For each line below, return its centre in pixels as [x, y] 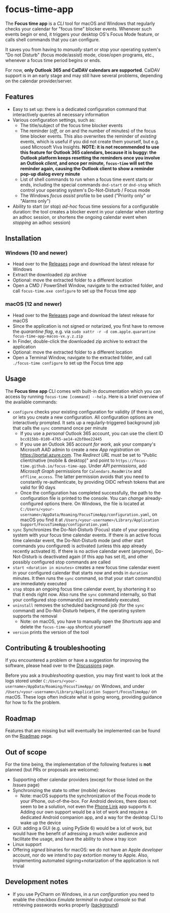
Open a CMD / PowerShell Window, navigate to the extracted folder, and [88, 286]
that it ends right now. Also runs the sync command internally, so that [84, 594]
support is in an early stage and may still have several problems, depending [84, 75]
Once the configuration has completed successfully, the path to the [90, 493]
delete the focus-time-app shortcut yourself [66, 626]
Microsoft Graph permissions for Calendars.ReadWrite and [81, 471]
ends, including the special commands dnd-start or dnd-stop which [90, 184]
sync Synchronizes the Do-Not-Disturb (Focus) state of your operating [86, 529]
